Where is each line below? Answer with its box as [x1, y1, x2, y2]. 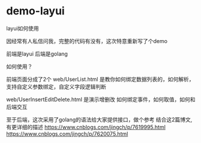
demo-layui [6, 4, 65, 18]
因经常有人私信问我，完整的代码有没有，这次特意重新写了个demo [6, 37, 168, 44]
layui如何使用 [6, 25, 39, 32]
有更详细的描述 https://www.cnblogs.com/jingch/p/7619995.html [6, 123, 166, 130]
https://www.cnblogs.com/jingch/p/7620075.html [6, 130, 128, 137]
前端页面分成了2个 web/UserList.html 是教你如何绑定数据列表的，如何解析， [6, 75, 194, 83]
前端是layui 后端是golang [6, 50, 68, 57]
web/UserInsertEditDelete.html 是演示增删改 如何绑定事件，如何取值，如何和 [6, 96, 196, 103]
